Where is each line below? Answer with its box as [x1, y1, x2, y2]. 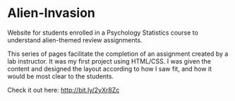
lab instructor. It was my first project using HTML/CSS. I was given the [7, 57, 212, 65]
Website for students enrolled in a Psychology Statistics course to [7, 28, 199, 37]
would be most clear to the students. [7, 72, 114, 81]
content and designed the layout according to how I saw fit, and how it [7, 64, 212, 73]
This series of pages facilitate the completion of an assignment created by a [7, 49, 229, 58]
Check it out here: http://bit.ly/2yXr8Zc [7, 85, 120, 94]
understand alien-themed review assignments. [7, 35, 143, 44]
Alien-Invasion [7, 5, 95, 21]
